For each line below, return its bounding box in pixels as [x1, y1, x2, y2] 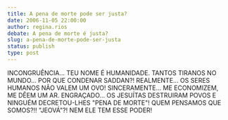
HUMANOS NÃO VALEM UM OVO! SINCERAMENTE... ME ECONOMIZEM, [7, 84, 219, 92]
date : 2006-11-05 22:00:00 [7, 17, 87, 24]
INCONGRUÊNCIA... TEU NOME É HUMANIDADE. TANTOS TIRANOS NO [7, 68, 217, 77]
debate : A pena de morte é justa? [7, 29, 109, 37]
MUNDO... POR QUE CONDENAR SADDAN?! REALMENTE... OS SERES [7, 76, 210, 84]
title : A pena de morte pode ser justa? [7, 10, 128, 18]
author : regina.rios [7, 23, 68, 30]
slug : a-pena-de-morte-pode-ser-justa [7, 36, 121, 44]
